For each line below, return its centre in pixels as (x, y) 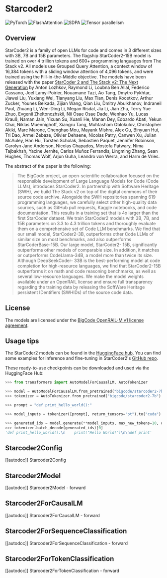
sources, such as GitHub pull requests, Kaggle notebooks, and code (87, 207)
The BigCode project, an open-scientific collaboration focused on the (88, 176)
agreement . (17, 325)
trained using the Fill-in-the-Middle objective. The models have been (76, 77)
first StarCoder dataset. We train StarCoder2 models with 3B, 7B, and (88, 218)
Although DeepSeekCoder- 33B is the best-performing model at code (89, 261)
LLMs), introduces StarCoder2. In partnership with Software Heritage (88, 186)
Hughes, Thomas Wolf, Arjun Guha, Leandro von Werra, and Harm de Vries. (83, 156)
